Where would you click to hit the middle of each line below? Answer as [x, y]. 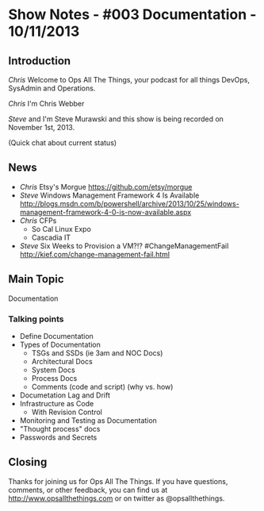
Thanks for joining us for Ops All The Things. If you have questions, [118, 481]
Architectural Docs [62, 361]
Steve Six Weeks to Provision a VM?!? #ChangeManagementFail [124, 246]
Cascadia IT [51, 237]
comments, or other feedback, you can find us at [88, 490]
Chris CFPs [38, 221]
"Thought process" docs [60, 428]
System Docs [53, 370]
